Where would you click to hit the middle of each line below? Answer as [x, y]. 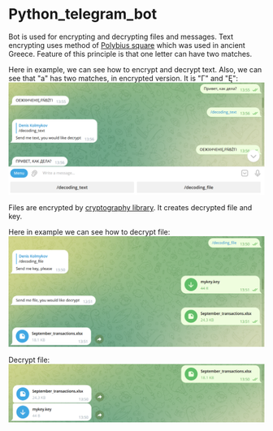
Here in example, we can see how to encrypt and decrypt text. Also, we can [135, 69]
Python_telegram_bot [82, 14]
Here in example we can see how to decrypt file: [89, 232]
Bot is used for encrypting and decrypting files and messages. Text [121, 37]
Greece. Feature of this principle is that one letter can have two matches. [130, 54]
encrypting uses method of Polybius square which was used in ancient [127, 45]
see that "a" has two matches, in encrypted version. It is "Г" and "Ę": [123, 78]
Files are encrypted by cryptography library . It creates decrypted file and [130, 208]
